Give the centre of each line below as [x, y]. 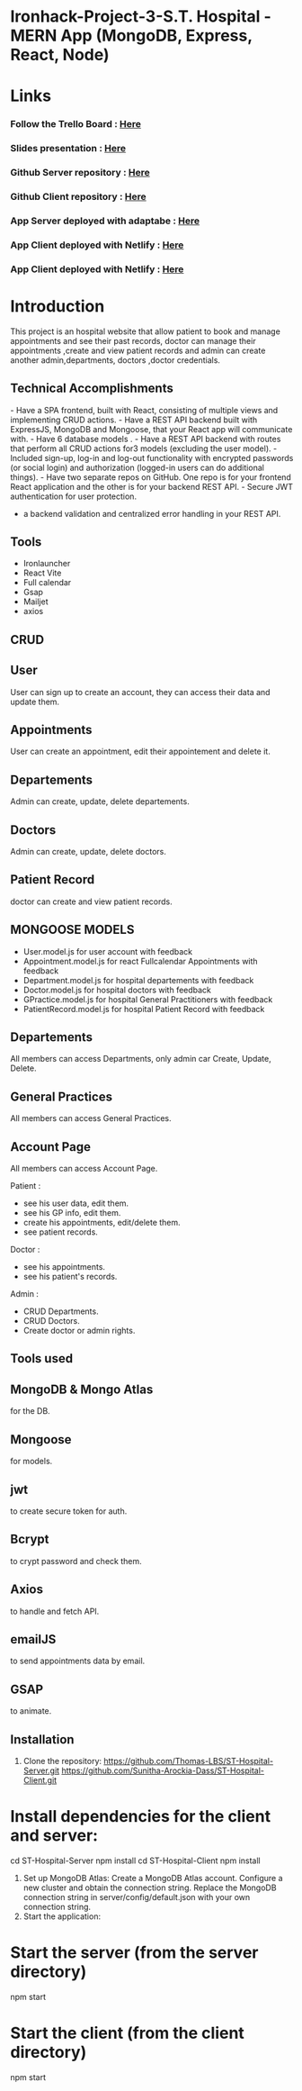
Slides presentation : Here [68, 149]
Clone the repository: [62, 1761]
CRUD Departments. [61, 1311]
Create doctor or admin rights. [79, 1331]
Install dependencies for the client [141, 1817]
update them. [35, 702]
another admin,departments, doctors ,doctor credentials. [115, 360]
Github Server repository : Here [80, 173]
